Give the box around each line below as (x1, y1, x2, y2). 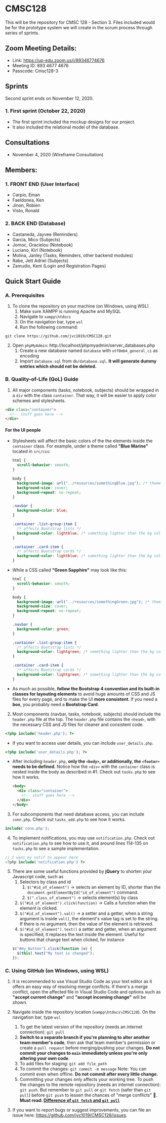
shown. (12, 999, 28, 1005)
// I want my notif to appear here (5, 855, 79, 860)
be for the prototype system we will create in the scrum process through (5, 24, 153, 30)
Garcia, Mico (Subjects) (12, 236, 61, 242)
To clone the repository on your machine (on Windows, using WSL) (12, 303, 149, 309)
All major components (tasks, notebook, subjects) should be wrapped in (12, 387, 159, 393)
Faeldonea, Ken (12, 197, 44, 203)
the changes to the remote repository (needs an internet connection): (19, 1081, 161, 1088)
